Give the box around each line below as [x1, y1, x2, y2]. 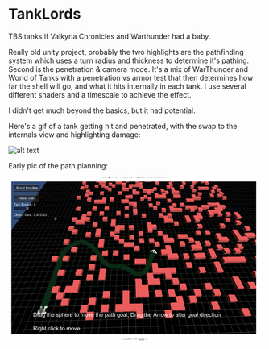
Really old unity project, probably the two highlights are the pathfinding [8, 47, 244, 56]
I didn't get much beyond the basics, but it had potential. [8, 106, 196, 115]
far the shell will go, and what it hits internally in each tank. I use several [8, 81, 247, 91]
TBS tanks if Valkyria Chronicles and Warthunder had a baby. [8, 31, 211, 41]
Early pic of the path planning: [8, 160, 109, 170]
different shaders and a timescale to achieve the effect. [8, 89, 192, 99]
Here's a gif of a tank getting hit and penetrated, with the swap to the [8, 121, 238, 131]
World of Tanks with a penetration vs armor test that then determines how [8, 73, 254, 82]
